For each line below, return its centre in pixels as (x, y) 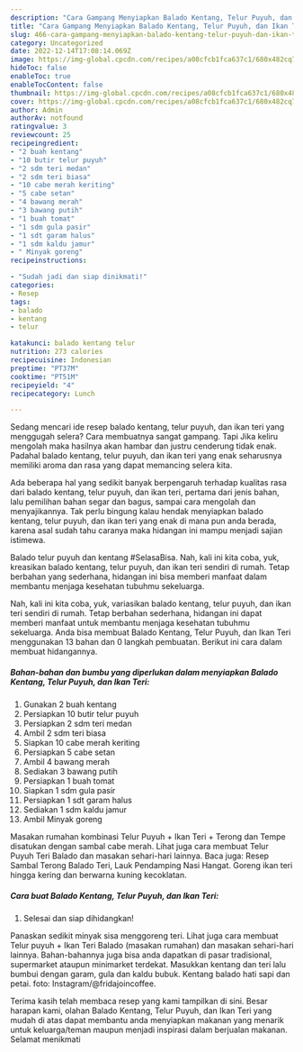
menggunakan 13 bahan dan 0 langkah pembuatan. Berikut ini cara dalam (146, 642)
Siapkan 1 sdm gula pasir (69, 791)
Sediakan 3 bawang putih (70, 772)
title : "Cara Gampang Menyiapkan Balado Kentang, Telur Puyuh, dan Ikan (149, 26)
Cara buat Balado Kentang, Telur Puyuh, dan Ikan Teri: (115, 895)
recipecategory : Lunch (53, 394)
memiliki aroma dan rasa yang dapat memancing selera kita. (121, 466)
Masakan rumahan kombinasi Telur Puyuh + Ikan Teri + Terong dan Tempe (148, 837)
